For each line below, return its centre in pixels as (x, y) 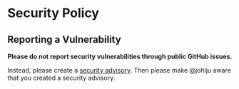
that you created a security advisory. (61, 78)
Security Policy (54, 13)
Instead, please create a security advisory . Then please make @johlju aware (119, 70)
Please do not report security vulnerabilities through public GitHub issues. (120, 56)
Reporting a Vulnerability (64, 40)
